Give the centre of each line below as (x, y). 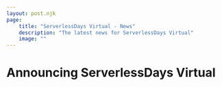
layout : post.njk (31, 13)
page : (14, 20)
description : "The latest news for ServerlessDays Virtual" (106, 33)
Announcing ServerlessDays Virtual (111, 73)
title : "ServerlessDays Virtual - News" (77, 26)
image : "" (33, 39)
